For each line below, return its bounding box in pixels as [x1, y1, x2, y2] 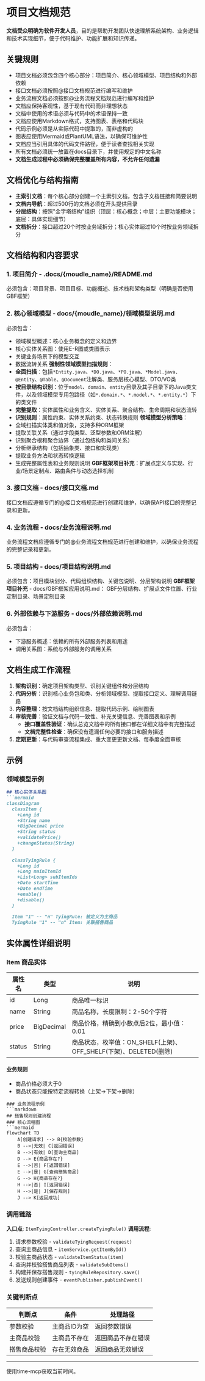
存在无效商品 [52, 1345, 90, 1354]
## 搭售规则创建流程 [6, 1113, 51, 1119]
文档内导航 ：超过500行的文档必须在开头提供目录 [15, 200, 138, 207]
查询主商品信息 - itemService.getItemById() [15, 1246, 127, 1253]
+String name [17, 817, 51, 824]
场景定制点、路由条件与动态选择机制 [22, 467, 114, 474]
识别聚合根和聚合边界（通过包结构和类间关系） [15, 436, 133, 444]
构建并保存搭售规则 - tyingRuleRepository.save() [15, 1269, 140, 1276]
